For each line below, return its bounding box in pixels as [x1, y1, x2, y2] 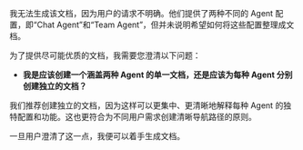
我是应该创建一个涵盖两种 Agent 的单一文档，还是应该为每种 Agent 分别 [22, 69, 293, 80]
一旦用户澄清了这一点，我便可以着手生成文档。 [9, 131, 185, 141]
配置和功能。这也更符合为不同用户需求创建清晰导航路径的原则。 [16, 112, 257, 122]
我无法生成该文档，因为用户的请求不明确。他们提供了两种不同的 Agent [9, 8, 274, 18]
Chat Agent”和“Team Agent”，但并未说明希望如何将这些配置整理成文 [36, 19, 295, 30]
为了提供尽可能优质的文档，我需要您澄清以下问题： [9, 50, 201, 61]
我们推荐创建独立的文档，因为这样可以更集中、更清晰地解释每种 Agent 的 [9, 100, 284, 111]
